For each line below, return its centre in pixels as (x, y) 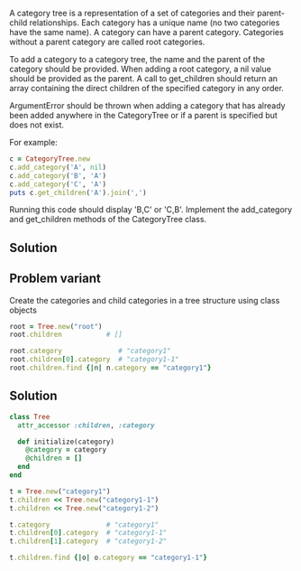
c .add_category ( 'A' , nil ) (58, 167)
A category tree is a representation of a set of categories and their (132, 13)
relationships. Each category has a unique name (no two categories (155, 23)
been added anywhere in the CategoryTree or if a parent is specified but (143, 115)
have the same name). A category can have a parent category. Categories (146, 32)
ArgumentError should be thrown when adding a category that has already (147, 106)
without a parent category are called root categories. (107, 42)
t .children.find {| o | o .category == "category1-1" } (108, 558)
